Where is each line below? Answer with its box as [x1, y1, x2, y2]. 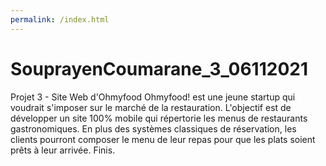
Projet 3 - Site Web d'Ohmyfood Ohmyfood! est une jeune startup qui [10, 91, 296, 103]
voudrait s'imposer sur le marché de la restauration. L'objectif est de [10, 101, 292, 113]
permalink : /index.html [10, 14, 110, 25]
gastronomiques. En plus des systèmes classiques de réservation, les [10, 122, 297, 135]
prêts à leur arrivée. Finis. [10, 144, 116, 156]
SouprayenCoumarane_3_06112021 [10, 57, 308, 80]
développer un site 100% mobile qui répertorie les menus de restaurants [10, 112, 308, 124]
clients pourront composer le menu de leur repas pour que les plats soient [10, 133, 316, 145]
